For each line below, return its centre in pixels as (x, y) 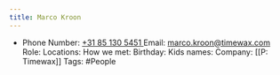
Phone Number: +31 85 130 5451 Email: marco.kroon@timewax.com (146, 42)
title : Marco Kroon (45, 17)
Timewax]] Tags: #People (69, 61)
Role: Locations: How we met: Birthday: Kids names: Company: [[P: (145, 52)
